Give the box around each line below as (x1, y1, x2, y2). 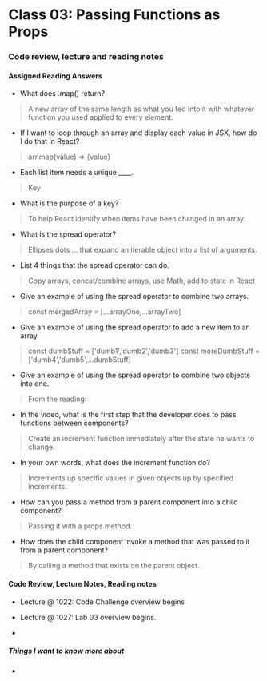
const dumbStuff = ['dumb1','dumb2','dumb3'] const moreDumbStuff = (27, 346, 261, 356)
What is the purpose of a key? (19, 198, 119, 209)
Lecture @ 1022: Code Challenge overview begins (19, 597, 185, 607)
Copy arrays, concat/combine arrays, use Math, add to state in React (27, 276, 256, 285)
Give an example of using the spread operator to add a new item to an (19, 322, 250, 333)
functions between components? (19, 418, 130, 428)
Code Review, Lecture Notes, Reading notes (8, 579, 157, 588)
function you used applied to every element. (27, 113, 173, 122)
